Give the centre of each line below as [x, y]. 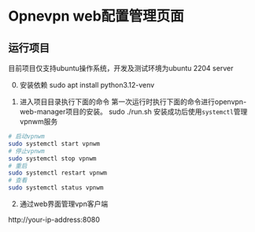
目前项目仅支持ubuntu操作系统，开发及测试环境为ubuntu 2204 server [121, 68]
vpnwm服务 [39, 122]
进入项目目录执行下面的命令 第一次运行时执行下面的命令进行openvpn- [133, 102]
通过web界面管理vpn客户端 [64, 204]
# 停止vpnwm [26, 151]
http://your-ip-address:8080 [54, 219]
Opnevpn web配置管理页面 [96, 16]
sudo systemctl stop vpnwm [52, 159]
